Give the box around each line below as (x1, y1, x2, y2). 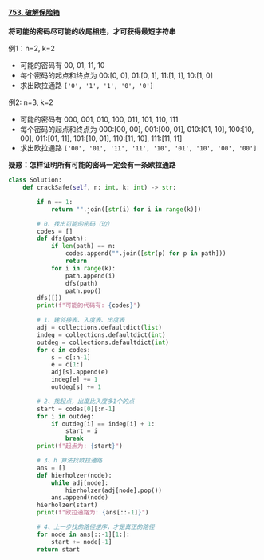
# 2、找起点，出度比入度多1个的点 (37, 397, 135, 406)
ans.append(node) (50, 494, 109, 502)
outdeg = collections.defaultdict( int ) (37, 338, 170, 346)
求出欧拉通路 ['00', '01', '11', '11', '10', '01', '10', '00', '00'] (19, 143, 258, 153)
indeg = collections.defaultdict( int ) (37, 330, 166, 339)
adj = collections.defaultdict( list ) (37, 324, 162, 332)
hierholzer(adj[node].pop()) (65, 486, 162, 494)
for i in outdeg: (37, 412, 94, 420)
